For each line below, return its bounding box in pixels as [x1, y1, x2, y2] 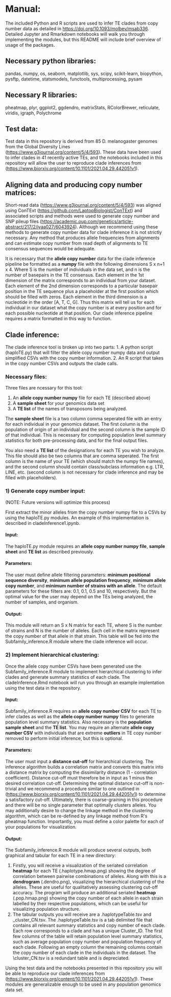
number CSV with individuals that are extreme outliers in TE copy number [5, 730, 162, 736]
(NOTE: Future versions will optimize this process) [5, 499, 111, 505]
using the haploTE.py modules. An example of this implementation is [5, 514, 149, 521]
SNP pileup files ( [5, 219, 42, 225]
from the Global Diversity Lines [5, 144, 70, 150]
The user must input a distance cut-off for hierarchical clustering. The [5, 758, 154, 765]
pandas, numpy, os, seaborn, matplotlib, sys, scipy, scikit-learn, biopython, [5, 70, 163, 76]
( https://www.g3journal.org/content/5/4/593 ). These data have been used [5, 149, 161, 155]
